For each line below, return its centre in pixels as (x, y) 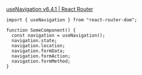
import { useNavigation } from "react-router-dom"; (72, 20)
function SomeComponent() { (41, 30)
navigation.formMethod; (41, 61)
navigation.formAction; (41, 56)
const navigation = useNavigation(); (58, 35)
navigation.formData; (38, 51)
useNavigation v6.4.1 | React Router (50, 9)
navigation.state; (35, 41)
